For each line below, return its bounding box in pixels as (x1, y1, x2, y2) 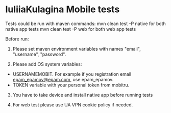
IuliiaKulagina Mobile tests (5, 4, 120, 15)
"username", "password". (12, 51, 66, 57)
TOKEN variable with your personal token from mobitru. (12, 82, 130, 88)
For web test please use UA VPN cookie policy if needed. (12, 101, 133, 108)
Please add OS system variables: (12, 61, 82, 67)
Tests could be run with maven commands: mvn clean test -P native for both (5, 20, 166, 27)
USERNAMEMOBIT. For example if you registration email (12, 71, 132, 77)
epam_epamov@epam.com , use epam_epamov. (12, 76, 114, 82)
